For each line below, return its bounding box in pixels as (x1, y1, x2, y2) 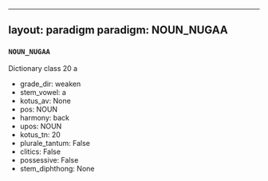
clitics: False (19, 147, 61, 156)
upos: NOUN (19, 121, 62, 131)
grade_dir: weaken (19, 79, 81, 89)
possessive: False (19, 155, 79, 164)
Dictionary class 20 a (8, 63, 78, 73)
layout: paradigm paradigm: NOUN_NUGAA (8, 23, 229, 37)
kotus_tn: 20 (19, 129, 61, 140)
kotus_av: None (19, 96, 72, 105)
